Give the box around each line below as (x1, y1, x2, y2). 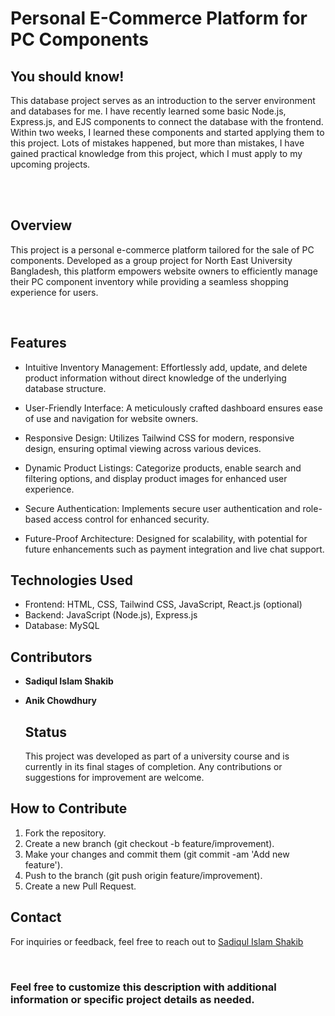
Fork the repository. (24, 827, 107, 839)
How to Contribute (10, 800, 128, 817)
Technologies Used (10, 572, 133, 589)
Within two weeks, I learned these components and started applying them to (10, 127, 325, 138)
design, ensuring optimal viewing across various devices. (24, 442, 262, 454)
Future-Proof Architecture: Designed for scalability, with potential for (24, 532, 308, 544)
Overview (10, 217, 73, 234)
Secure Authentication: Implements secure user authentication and (24, 502, 301, 514)
